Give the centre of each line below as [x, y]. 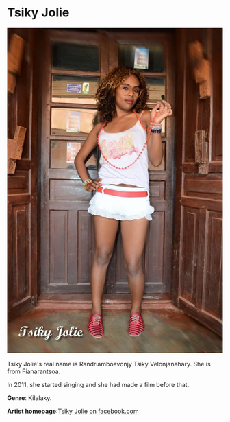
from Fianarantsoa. [34, 371]
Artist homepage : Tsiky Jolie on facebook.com [73, 411]
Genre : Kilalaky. [29, 398]
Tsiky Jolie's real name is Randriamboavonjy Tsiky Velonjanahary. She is [109, 364]
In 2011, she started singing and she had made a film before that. [98, 385]
